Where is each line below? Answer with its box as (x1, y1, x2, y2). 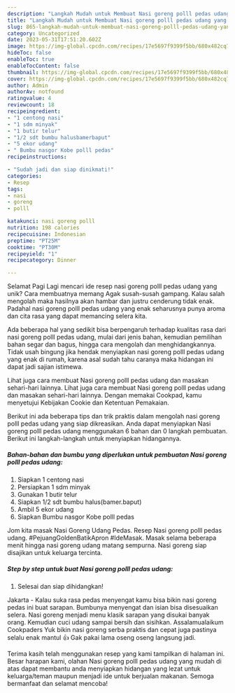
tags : (7, 185, 23, 192)
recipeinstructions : (7, 153, 68, 161)
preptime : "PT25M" (7, 237, 61, 244)
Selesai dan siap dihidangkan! (17, 582, 104, 591)
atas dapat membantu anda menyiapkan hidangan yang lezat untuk (7, 664, 201, 673)
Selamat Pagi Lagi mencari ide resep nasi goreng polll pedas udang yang (7, 282, 218, 290)
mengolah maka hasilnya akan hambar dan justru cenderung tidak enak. (7, 297, 215, 305)
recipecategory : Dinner (7, 257, 77, 264)
